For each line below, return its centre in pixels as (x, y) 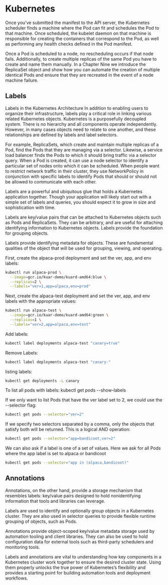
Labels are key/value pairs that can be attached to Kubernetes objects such (83, 217)
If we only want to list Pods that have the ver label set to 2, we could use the (84, 400)
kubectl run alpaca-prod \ (33, 272)
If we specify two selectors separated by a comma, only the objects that (80, 424)
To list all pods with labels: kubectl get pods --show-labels (66, 390)
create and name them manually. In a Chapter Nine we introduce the (76, 64)
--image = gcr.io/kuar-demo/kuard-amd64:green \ (59, 315)
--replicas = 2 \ (26, 282)
